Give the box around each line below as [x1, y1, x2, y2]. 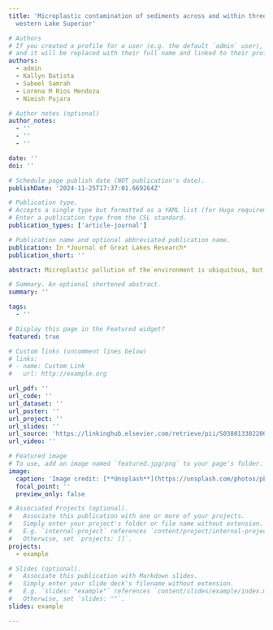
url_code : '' [8, 392, 53, 400]
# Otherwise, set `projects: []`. [8, 534, 132, 543]
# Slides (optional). [8, 564, 82, 573]
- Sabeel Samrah [15, 79, 71, 88]
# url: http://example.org [8, 370, 107, 378]
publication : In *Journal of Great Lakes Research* [8, 243, 187, 252]
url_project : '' [8, 415, 63, 423]
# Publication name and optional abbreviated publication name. [8, 236, 231, 244]
